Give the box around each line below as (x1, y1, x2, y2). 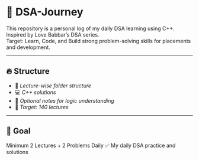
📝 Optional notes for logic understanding (14, 97, 114, 104)
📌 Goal (6, 126, 31, 136)
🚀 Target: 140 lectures (14, 103, 69, 110)
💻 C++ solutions (14, 89, 56, 96)
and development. (6, 44, 50, 51)
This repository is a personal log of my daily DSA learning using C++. (6, 25, 175, 32)
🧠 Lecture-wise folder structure (14, 82, 92, 89)
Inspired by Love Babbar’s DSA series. (6, 31, 99, 38)
